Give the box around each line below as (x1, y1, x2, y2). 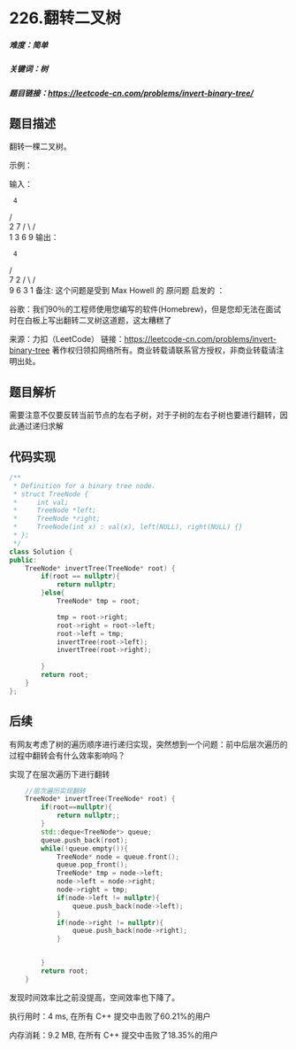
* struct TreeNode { (12, 489, 89, 499)
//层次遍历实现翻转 (25, 786, 87, 796)
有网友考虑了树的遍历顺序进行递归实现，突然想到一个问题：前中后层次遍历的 (9, 739, 288, 750)
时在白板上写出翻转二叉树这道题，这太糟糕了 (9, 315, 172, 326)
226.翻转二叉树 (9, 8, 121, 28)
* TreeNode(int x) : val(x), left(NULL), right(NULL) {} (12, 523, 243, 532)
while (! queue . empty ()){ (41, 843, 128, 853)
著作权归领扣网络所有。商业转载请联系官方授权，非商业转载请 (51, 345, 277, 355)
